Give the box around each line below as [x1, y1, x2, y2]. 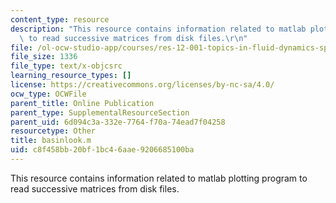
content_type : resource [10, 14, 110, 25]
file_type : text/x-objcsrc [10, 61, 123, 71]
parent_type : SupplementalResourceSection [10, 107, 190, 118]
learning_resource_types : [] [10, 71, 132, 81]
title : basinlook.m [10, 136, 92, 146]
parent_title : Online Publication [10, 98, 155, 108]
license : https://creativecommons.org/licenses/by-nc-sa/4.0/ [10, 80, 275, 90]
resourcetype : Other [10, 126, 97, 136]
